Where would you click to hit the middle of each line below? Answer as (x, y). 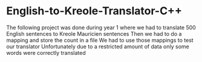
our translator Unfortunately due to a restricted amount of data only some (98, 46)
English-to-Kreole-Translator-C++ (94, 11)
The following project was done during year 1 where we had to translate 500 (101, 27)
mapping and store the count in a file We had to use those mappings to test (100, 40)
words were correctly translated (46, 52)
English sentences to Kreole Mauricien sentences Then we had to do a (94, 33)
